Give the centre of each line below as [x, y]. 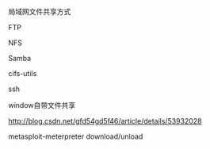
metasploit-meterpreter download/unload [76, 136]
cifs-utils [23, 73]
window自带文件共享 [42, 105]
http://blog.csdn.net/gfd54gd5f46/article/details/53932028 [105, 121]
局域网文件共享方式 [40, 11]
